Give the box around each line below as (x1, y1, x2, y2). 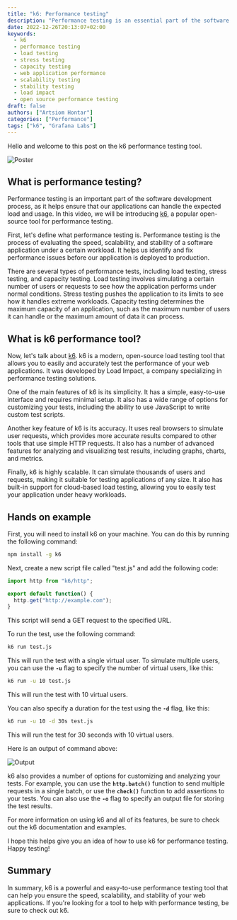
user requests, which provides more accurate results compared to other (7, 432, 217, 440)
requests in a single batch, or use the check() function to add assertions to (7, 786, 225, 795)
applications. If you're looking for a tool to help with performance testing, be (7, 898, 229, 907)
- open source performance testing (13, 96, 119, 103)
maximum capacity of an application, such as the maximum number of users (7, 305, 231, 314)
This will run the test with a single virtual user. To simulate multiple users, (7, 656, 221, 665)
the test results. (7, 801, 53, 810)
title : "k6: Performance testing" (7, 10, 110, 18)
